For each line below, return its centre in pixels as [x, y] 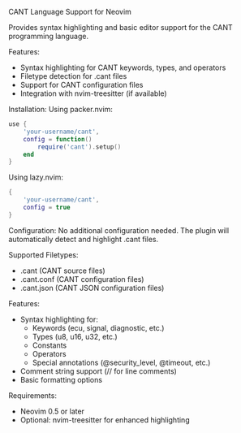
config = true [47, 207]
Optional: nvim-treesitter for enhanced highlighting [105, 420]
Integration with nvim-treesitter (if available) [94, 93]
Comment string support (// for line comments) [98, 371]
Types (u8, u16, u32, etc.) [75, 336]
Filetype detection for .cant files [73, 76]
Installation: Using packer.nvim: [61, 109]
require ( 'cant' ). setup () [80, 147]
